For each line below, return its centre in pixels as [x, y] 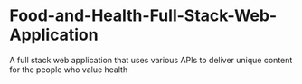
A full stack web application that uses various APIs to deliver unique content [151, 60]
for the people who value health [69, 70]
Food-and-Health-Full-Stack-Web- [143, 16]
